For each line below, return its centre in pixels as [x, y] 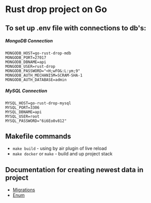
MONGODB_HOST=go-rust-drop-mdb [38, 53]
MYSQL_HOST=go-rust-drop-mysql [38, 103]
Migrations [24, 190]
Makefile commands [38, 136]
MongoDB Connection [29, 41]
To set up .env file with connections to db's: [76, 28]
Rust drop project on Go [56, 9]
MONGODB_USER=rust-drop [30, 66]
